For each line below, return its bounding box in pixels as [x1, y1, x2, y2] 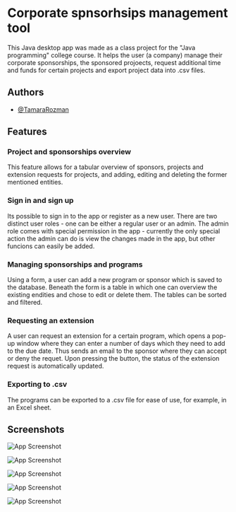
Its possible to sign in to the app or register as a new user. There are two [7, 211, 218, 220]
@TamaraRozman [17, 105, 69, 114]
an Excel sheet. [7, 403, 51, 412]
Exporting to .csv [7, 380, 68, 390]
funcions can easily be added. [7, 242, 95, 250]
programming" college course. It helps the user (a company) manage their [7, 51, 223, 59]
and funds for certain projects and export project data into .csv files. [7, 66, 206, 74]
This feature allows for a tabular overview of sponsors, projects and [7, 163, 204, 171]
